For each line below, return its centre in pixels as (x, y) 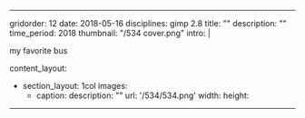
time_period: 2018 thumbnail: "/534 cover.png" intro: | (110, 33)
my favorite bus (39, 50)
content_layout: (38, 68)
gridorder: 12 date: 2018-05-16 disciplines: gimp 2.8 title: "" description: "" (148, 23)
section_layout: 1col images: (75, 86)
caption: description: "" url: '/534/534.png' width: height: (143, 95)
